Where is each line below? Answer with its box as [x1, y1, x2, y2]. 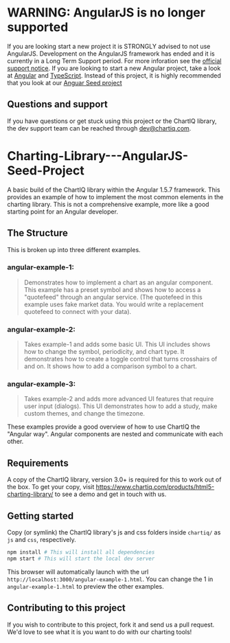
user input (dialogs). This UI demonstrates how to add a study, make [23, 402, 218, 410]
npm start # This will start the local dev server [7, 555, 155, 562]
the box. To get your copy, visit [7, 483, 95, 491]
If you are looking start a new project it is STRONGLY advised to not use [7, 42, 211, 50]
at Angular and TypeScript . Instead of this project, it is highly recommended [7, 71, 222, 80]
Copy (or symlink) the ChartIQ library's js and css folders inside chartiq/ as [7, 528, 221, 537]
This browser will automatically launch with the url [7, 567, 149, 576]
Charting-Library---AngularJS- [7, 148, 189, 163]
